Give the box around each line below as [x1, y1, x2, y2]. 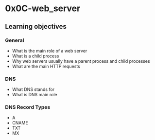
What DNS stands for [12, 87, 55, 92]
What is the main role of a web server [12, 48, 87, 53]
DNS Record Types [5, 104, 51, 111]
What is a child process [12, 53, 59, 59]
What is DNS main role [12, 92, 57, 98]
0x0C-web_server [5, 3, 81, 14]
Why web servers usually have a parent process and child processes [12, 58, 150, 64]
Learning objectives [5, 22, 67, 31]
